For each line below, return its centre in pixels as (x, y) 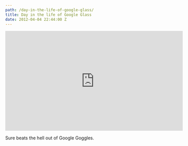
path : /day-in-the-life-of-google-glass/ (50, 10)
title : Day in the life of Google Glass (49, 15)
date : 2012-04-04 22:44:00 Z (36, 19)
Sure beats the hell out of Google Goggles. (50, 138)
